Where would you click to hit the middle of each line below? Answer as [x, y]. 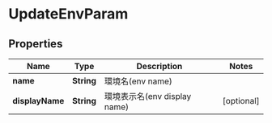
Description [159, 66]
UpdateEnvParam [68, 14]
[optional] [241, 101]
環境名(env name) [138, 81]
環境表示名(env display [148, 96]
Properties [36, 44]
